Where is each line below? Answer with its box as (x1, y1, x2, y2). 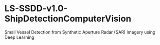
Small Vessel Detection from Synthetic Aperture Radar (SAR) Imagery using (4, 29, 156, 35)
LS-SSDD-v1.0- (4, 3, 68, 14)
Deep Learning (4, 34, 35, 40)
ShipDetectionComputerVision (4, 13, 132, 24)
